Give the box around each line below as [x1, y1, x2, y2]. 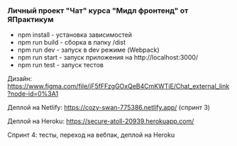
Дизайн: [7, 74, 33, 83]
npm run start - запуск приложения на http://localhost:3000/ [17, 53, 199, 62]
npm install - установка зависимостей [17, 30, 133, 39]
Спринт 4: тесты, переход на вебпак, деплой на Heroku [7, 130, 175, 140]
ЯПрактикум [7, 14, 54, 24]
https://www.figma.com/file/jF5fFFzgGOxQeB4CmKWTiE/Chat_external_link [7, 82, 230, 91]
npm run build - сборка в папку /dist [17, 38, 126, 47]
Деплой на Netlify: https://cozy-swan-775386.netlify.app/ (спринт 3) [7, 103, 211, 112]
